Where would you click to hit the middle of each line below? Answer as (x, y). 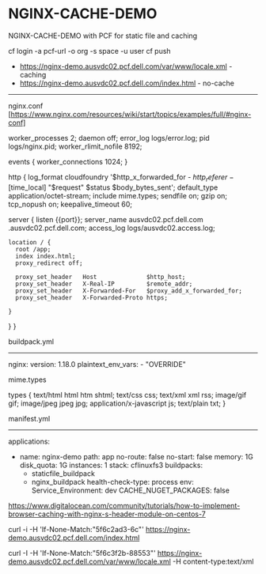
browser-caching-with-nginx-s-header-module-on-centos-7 (107, 514)
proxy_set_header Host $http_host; (101, 277)
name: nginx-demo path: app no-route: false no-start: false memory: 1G (136, 456)
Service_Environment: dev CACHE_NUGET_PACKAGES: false (130, 490)
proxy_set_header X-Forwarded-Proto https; (92, 297)
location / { (30, 242)
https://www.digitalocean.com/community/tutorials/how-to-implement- (124, 505)
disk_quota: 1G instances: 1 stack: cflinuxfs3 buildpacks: (111, 465)
